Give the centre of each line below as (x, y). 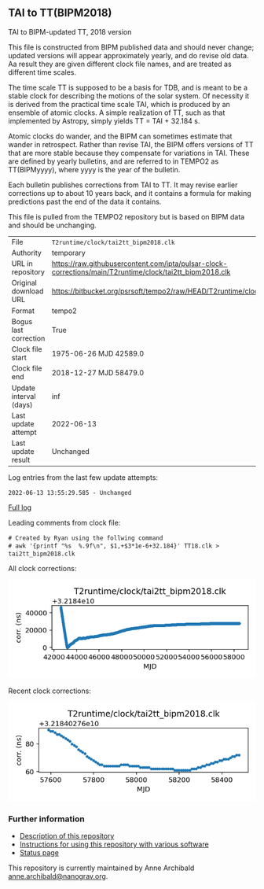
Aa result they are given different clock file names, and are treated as (120, 64)
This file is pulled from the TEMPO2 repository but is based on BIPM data (126, 216)
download (27, 291)
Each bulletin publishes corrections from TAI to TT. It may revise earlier (123, 185)
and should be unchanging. (52, 225)
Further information (46, 819)
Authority (26, 253)
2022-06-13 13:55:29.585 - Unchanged (70, 492)
